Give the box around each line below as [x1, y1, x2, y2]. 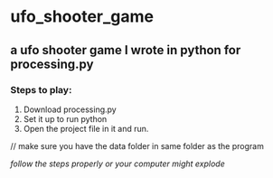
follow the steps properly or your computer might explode [10, 158, 225, 169]
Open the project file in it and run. [23, 123, 149, 134]
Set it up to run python [23, 113, 108, 124]
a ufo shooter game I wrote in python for [10, 42, 241, 58]
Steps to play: [10, 83, 72, 96]
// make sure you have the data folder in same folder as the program [10, 140, 265, 151]
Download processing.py [23, 104, 117, 115]
